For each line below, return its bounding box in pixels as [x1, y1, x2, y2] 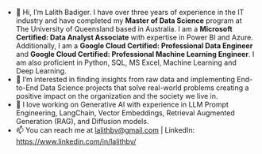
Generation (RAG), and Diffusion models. [15, 117, 149, 126]
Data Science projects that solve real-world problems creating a [40, 83, 249, 92]
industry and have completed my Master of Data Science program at [15, 16, 242, 25]
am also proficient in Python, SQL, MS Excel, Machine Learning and [15, 58, 237, 67]
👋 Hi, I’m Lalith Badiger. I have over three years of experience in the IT [15, 8, 245, 17]
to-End [15, 83, 39, 92]
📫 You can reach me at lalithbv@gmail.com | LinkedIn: [15, 126, 195, 134]
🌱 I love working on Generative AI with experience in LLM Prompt [15, 100, 229, 109]
